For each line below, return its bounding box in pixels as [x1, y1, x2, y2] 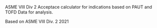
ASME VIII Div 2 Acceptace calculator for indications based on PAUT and [5, 4, 152, 10]
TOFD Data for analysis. [5, 9, 53, 15]
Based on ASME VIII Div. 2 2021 [5, 19, 69, 24]
